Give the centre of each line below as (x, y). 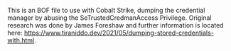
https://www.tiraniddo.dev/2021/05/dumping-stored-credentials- (119, 33)
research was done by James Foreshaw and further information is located (116, 25)
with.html (21, 40)
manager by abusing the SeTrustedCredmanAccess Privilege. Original (109, 18)
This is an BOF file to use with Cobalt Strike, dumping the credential (106, 10)
